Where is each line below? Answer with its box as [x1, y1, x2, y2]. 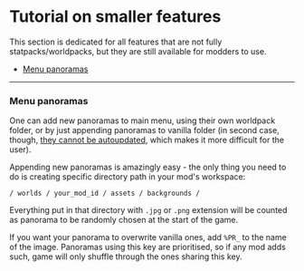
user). [9, 144, 32, 155]
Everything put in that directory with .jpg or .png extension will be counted [9, 205, 288, 216]
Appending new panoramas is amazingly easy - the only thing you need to [9, 161, 287, 173]
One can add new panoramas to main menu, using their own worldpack [9, 115, 276, 126]
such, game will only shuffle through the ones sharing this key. [9, 251, 242, 262]
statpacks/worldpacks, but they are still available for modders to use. [9, 45, 267, 56]
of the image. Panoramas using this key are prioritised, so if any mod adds [9, 242, 287, 253]
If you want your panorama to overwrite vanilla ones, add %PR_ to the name [9, 232, 287, 243]
